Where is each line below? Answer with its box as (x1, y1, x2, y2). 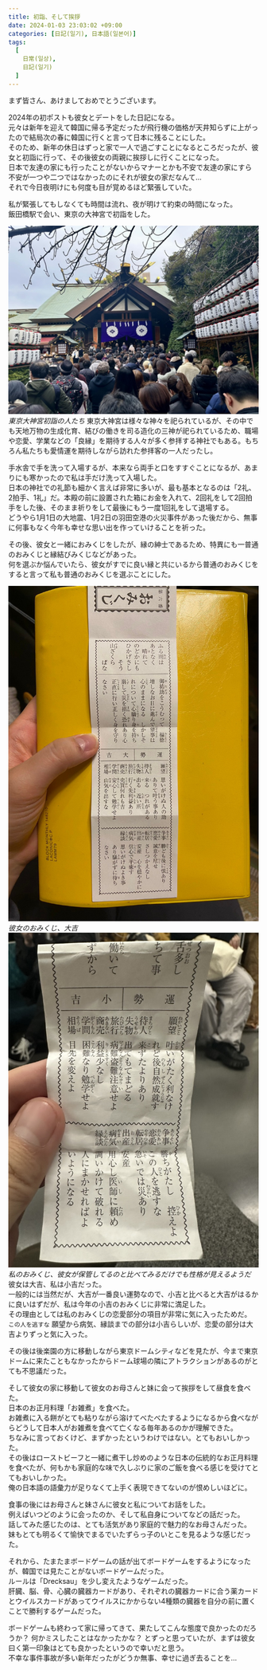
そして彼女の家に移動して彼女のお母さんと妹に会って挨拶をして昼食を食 (8, 1383, 245, 1393)
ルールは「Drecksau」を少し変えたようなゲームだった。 (8, 1576, 193, 1586)
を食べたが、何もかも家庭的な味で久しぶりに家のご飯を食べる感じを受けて (8, 1463, 252, 1472)
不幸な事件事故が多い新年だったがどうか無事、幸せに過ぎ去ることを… (8, 1652, 238, 1662)
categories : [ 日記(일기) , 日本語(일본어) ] (8, 29, 137, 37)
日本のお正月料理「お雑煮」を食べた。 (8, 1403, 133, 1413)
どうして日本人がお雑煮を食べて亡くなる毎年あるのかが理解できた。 (14, 1423, 238, 1432)
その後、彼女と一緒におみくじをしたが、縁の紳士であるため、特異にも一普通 (8, 539, 259, 549)
